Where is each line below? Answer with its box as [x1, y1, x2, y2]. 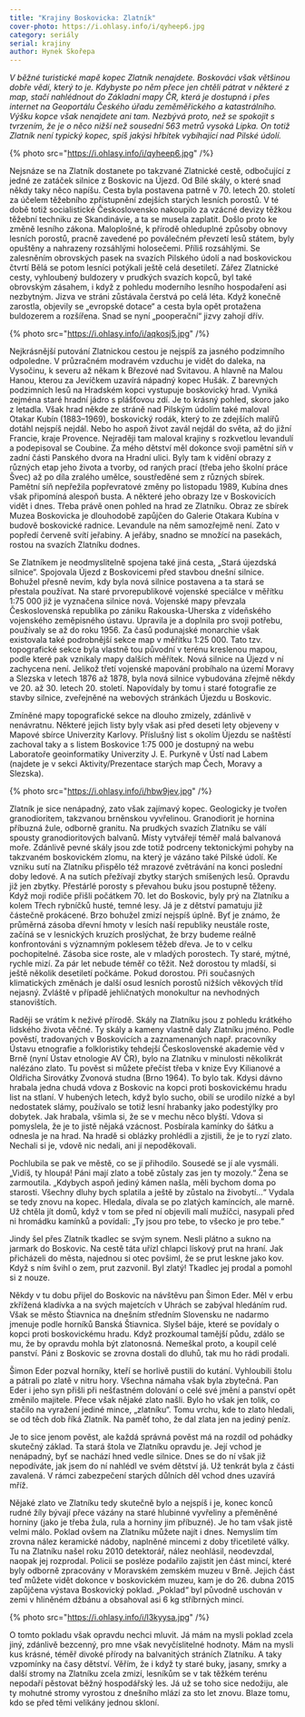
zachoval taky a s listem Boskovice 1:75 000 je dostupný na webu [9, 739, 254, 750]
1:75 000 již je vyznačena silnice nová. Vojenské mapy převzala [9, 595, 247, 606]
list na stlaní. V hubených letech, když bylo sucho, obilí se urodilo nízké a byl [9, 1092, 295, 1102]
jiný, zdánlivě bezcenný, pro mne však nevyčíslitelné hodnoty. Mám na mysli [9, 1640, 294, 1651]
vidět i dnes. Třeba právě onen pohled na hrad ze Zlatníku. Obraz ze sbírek [9, 501, 289, 512]
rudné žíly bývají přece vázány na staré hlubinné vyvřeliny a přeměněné [9, 1508, 279, 1519]
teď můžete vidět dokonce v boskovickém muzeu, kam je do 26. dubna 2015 [9, 1575, 295, 1586]
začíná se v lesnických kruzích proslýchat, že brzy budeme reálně [9, 930, 257, 940]
